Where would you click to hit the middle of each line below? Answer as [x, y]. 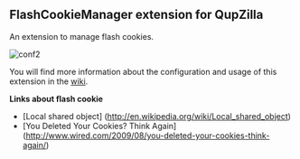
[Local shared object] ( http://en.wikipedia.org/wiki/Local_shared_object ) [157, 116]
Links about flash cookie [56, 98]
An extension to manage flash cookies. [82, 36]
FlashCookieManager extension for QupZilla [136, 15]
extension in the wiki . [49, 81]
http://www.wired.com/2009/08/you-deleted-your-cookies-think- [148, 136]
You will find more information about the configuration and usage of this [143, 71]
